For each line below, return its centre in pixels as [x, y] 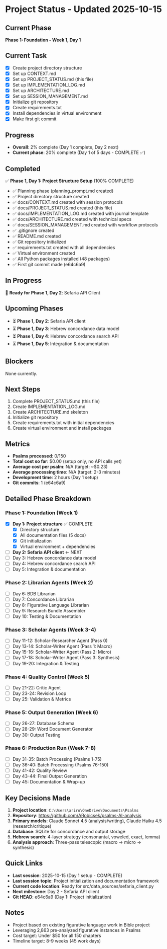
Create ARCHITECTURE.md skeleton [50, 412]
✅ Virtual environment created [44, 253]
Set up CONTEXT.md [34, 73]
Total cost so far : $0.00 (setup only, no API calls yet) [67, 461]
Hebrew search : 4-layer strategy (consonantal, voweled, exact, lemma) [86, 837]
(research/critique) [32, 826]
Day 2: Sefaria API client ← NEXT [47, 552]
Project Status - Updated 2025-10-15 [83, 9]
